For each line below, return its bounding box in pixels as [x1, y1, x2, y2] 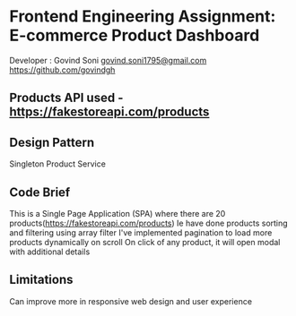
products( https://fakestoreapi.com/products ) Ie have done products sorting [9, 218, 289, 228]
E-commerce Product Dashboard [9, 25, 260, 46]
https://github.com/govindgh [9, 64, 116, 75]
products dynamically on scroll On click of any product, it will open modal [9, 236, 281, 247]
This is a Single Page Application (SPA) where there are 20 [9, 208, 226, 218]
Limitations [9, 272, 74, 287]
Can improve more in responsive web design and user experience [9, 295, 253, 306]
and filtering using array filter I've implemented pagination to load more [9, 226, 273, 238]
